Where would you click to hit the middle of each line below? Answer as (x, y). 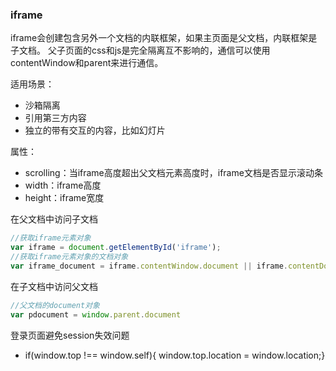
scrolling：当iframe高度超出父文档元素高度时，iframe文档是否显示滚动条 (173, 173)
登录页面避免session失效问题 (70, 335)
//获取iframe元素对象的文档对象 (69, 257)
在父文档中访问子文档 (54, 219)
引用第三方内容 (55, 118)
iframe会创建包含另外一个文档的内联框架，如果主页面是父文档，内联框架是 (164, 38)
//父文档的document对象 (55, 305)
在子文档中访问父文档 (54, 286)
